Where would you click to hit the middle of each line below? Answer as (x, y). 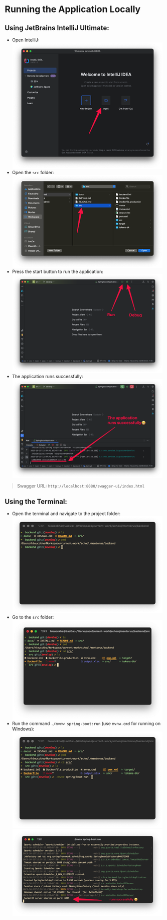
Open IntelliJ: (26, 40)
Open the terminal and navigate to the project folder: (66, 514)
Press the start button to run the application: (57, 272)
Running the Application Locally (73, 9)
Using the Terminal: (36, 501)
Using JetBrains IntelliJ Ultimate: (57, 28)
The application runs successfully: (47, 377)
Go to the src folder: (33, 617)
